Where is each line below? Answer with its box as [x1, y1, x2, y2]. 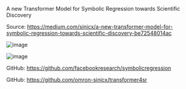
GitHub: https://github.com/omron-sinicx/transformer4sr [6, 76, 147, 83]
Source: [6, 23, 26, 30]
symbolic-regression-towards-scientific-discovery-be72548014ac [6, 29, 172, 37]
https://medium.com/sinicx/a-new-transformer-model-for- [27, 23, 173, 30]
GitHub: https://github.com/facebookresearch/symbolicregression [6, 64, 171, 72]
